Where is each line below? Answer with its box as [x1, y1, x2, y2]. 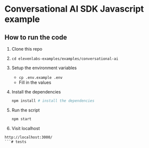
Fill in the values [18, 79, 51, 85]
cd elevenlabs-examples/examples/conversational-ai [11, 56, 118, 61]
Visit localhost [11, 125, 40, 131]
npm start [11, 116, 32, 121]
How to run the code [4, 33, 67, 41]
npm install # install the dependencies [11, 98, 95, 103]
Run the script [11, 107, 40, 113]
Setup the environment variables [11, 65, 77, 71]
